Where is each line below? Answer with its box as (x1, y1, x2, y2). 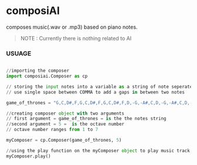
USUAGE (6, 49, 32, 57)
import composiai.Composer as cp (6, 73, 88, 80)
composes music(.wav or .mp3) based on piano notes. (6, 23, 138, 30)
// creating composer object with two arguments (6, 110, 125, 116)
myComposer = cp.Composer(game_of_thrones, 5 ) (6, 137, 122, 143)
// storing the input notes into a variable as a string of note (6, 84, 169, 90)
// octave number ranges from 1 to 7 (6, 127, 98, 133)
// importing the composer (6, 68, 69, 74)
